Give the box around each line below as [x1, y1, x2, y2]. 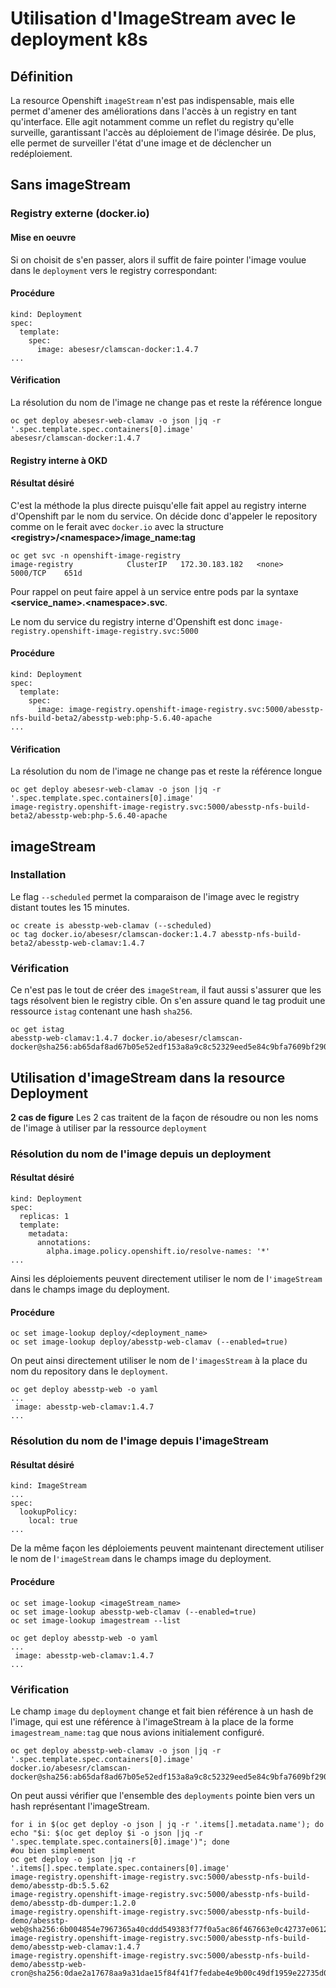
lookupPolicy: [19, 1507, 78, 1517]
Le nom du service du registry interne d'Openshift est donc [10, 615, 255, 627]
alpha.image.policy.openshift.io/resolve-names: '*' [46, 1247, 271, 1257]
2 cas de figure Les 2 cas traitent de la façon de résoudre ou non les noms [10, 1111, 319, 1123]
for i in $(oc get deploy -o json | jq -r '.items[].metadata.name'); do [10, 1819, 325, 1829]
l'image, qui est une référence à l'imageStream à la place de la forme [10, 1715, 294, 1727]
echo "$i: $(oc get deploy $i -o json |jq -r [10, 1828, 203, 1838]
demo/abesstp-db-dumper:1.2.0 [10, 1898, 137, 1908]
